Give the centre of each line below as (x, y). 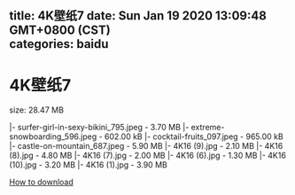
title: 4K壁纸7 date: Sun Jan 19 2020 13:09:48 (138, 16)
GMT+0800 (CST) (60, 31)
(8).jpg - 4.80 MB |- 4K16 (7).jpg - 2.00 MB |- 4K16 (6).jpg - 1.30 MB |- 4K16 (147, 156)
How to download (41, 182)
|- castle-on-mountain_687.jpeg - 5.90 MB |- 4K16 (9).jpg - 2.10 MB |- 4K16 (146, 146)
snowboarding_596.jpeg (53, 136)
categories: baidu (59, 44)
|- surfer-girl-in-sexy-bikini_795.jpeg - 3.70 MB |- (99, 128)
